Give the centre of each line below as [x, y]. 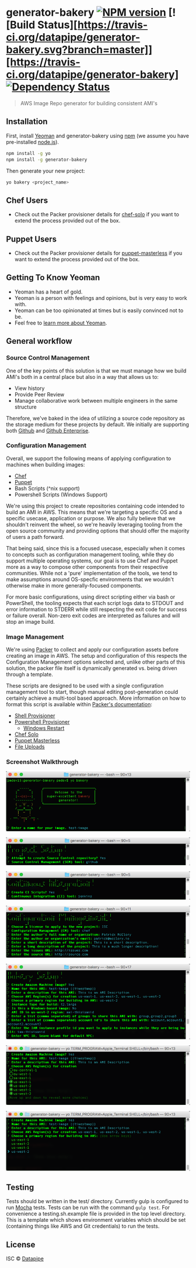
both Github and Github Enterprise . [48, 430]
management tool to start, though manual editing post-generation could [92, 692]
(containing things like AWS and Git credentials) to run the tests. [83, 1226]
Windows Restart [44, 728]
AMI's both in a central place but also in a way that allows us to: [83, 376]
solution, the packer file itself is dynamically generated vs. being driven [92, 668]
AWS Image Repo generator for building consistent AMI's [89, 103]
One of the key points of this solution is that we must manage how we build [96, 371]
